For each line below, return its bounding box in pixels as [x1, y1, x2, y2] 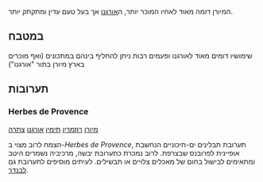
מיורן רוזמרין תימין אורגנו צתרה [8, 124, 99, 134]
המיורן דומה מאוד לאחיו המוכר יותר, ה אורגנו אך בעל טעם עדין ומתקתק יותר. [8, 7, 233, 16]
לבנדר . [8, 165, 29, 174]
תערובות [8, 83, 49, 96]
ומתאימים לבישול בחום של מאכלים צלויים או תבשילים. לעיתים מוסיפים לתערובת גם [8, 157, 256, 166]
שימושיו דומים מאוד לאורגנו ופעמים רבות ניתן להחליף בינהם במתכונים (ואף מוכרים [8, 51, 253, 60]
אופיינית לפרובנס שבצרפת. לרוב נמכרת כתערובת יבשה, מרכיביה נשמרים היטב [8, 148, 240, 157]
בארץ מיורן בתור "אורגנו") [8, 59, 85, 68]
